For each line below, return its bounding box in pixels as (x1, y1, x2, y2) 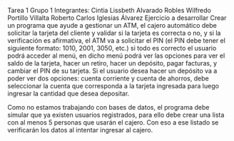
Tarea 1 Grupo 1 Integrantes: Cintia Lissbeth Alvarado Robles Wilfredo (7, 6, 212, 14)
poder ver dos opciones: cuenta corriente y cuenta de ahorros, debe (7, 74, 209, 83)
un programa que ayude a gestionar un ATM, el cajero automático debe (7, 21, 218, 29)
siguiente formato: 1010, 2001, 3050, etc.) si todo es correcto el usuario (7, 44, 217, 52)
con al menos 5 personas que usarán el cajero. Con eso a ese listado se (7, 118, 219, 127)
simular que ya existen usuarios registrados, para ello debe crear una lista (7, 110, 225, 119)
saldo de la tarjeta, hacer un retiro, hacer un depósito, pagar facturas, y (7, 59, 218, 67)
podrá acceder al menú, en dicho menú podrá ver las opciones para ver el (7, 51, 225, 60)
